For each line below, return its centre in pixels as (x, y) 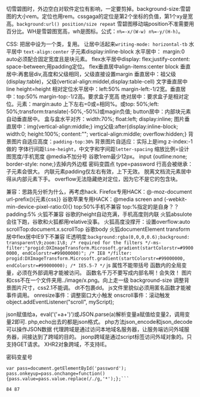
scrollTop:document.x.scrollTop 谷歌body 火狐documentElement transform (98, 229)
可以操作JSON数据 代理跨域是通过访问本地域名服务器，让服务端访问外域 (95, 329)
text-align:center (46, 52)
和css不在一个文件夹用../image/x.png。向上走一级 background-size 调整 (95, 280)
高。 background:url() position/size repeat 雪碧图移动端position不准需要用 (100, 24)
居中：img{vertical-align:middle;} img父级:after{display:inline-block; (95, 127)
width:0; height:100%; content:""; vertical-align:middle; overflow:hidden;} (96, 134)
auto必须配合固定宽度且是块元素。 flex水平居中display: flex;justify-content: (98, 59)
